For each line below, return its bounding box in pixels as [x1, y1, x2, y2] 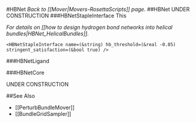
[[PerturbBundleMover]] [14, 104, 75, 111]
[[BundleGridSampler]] [14, 110, 72, 117]
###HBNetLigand [6, 58, 50, 64]
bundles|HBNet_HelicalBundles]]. [6, 30, 89, 37]
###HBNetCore [6, 69, 45, 76]
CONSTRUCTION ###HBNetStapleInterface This [6, 12, 127, 19]
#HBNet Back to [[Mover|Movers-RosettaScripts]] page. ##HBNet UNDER [6, 6, 190, 13]
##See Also [6, 92, 35, 99]
